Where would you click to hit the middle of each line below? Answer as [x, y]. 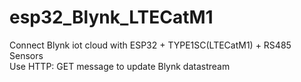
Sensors [26, 55]
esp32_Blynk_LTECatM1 [111, 17]
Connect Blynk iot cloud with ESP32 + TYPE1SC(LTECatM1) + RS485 [150, 45]
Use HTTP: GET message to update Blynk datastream [120, 66]
